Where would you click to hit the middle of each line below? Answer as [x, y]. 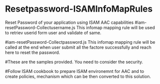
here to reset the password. [33, 52]
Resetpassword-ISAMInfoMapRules [79, 9]
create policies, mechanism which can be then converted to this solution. [78, 76]
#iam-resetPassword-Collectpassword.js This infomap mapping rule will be [80, 42]
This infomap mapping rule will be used [116, 27]
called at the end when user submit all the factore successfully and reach [78, 47]
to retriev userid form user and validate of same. [53, 33]
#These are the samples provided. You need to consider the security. [74, 62]
